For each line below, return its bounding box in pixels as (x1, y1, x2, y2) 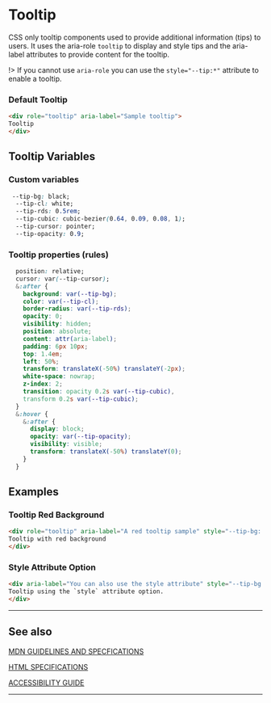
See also (8, 625, 52, 639)
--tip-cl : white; (15, 200, 74, 208)
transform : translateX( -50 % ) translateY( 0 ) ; (29, 448, 182, 456)
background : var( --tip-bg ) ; (23, 289, 117, 298)
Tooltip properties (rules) (8, 249, 109, 260)
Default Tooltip (8, 94, 69, 105)
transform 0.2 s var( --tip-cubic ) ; (23, 394, 139, 403)
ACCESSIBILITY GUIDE (8, 677, 85, 688)
